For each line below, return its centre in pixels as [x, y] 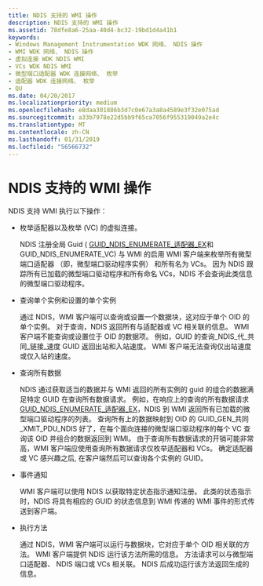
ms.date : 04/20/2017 [42, 96]
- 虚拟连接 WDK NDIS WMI [46, 60]
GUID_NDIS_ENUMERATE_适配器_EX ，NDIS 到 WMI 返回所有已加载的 [131, 409]
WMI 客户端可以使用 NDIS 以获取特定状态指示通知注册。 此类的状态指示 [135, 492]
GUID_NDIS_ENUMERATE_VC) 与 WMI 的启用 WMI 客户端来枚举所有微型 [136, 254]
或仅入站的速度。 [47, 356]
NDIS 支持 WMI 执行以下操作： [58, 211]
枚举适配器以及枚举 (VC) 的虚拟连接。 [80, 227]
